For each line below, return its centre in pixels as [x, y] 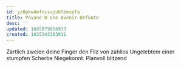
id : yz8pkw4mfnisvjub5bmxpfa [43, 12]
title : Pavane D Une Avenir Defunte [53, 18]
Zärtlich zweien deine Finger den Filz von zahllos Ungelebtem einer [90, 52]
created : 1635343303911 [36, 35]
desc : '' [17, 23]
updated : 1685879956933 [36, 29]
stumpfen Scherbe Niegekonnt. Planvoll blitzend [67, 58]
